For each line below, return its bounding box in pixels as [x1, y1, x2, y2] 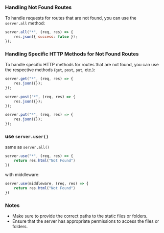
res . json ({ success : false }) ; [14, 34, 78, 39]
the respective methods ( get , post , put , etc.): [5, 67, 95, 73]
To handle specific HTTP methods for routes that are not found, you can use [5, 62, 159, 68]
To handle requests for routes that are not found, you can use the [5, 15, 137, 21]
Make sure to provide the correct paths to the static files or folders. [12, 213, 148, 219]
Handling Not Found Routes [5, 4, 72, 11]
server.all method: [5, 20, 45, 26]
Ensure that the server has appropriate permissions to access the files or [12, 218, 159, 224]
